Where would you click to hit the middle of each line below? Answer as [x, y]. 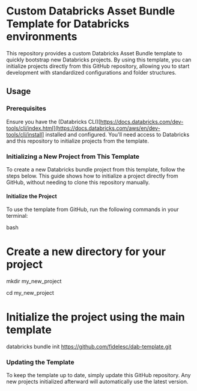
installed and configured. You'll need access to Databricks [117, 134]
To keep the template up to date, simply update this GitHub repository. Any [98, 375]
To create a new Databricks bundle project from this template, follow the [95, 169]
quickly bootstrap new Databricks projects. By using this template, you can [99, 60]
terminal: [17, 216]
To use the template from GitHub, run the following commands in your [92, 209]
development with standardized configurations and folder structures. [91, 72]
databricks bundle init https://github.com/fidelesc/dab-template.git [89, 346]
